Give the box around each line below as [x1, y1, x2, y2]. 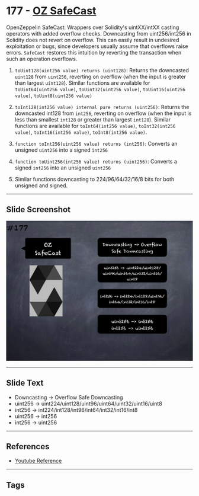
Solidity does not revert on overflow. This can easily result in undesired [6, 36, 179, 43]
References [6, 441, 50, 452]
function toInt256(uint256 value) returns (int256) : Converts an [14, 140, 178, 147]
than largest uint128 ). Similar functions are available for [14, 79, 150, 87]
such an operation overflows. [6, 55, 78, 62]
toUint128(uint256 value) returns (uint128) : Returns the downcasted [14, 66, 190, 73]
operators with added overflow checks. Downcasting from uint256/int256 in [6, 30, 191, 37]
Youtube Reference [14, 457, 62, 465]
